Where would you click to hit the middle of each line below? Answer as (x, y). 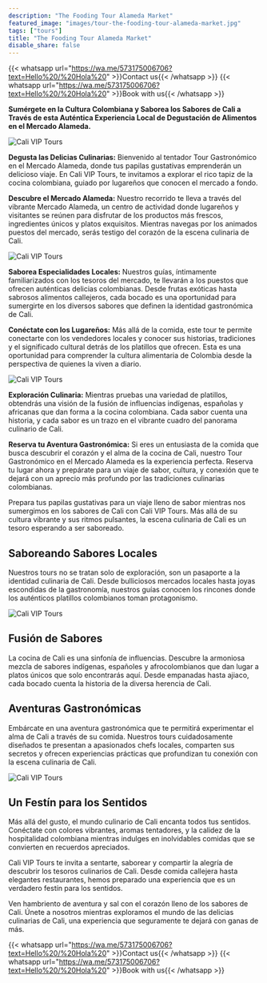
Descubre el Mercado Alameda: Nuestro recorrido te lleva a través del (125, 199)
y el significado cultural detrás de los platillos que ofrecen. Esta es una (125, 347)
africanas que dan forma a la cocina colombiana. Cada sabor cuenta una (128, 412)
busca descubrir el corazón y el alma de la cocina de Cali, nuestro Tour (126, 453)
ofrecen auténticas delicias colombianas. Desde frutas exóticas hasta (123, 289)
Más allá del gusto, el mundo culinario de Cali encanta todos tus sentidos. (130, 822)
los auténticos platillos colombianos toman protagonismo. (103, 598)
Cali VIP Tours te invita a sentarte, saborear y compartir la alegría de (121, 863)
